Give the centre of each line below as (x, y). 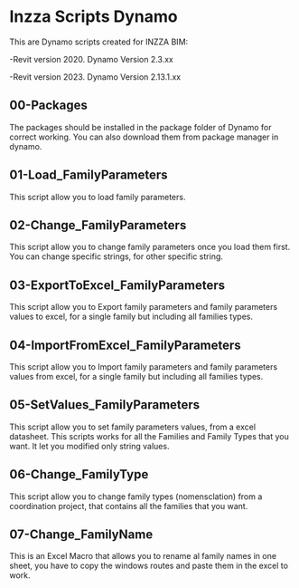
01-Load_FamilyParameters (89, 175)
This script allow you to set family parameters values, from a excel (132, 427)
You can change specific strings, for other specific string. (117, 256)
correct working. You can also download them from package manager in (144, 137)
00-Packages (48, 106)
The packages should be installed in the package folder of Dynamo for (141, 127)
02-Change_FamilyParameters (98, 225)
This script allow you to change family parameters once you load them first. (150, 247)
